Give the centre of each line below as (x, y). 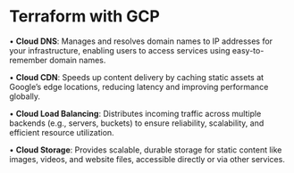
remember (28, 60)
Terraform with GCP (85, 16)
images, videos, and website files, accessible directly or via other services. (147, 159)
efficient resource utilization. (62, 132)
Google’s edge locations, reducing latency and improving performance (139, 86)
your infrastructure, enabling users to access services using (120, 50)
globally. (25, 96)
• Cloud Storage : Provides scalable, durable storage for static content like (146, 150)
